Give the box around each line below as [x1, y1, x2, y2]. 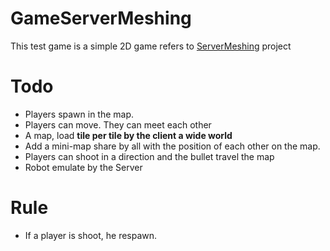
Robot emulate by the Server [24, 161, 143, 173]
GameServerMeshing [10, 7, 192, 30]
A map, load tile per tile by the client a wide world [24, 129, 233, 141]
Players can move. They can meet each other [24, 118, 212, 131]
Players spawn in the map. [24, 108, 135, 120]
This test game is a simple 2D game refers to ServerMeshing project [10, 40, 292, 52]
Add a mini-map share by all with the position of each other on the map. [24, 140, 321, 152]
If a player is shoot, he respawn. [24, 229, 158, 241]
